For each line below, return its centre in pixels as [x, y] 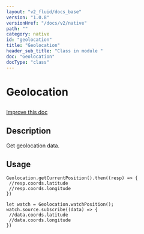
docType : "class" [28, 62]
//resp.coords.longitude [40, 189]
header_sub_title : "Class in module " [55, 51]
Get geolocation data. [33, 146]
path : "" [17, 29]
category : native [28, 34]
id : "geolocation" [29, 40]
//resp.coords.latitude [38, 183]
